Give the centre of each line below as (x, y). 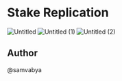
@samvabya (25, 69)
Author (22, 53)
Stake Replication (58, 13)
